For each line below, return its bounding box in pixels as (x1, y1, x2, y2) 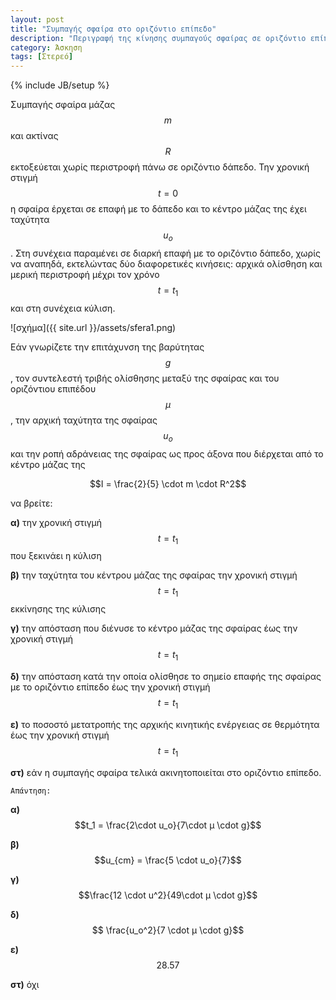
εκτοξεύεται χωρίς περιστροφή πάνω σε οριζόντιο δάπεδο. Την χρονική (10, 161, 310, 173)
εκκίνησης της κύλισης (10, 603, 107, 615)
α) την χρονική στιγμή (10, 516, 103, 528)
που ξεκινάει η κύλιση (10, 550, 102, 562)
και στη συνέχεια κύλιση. (10, 302, 116, 314)
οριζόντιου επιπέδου (10, 382, 97, 395)
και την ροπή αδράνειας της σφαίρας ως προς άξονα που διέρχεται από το (10, 447, 324, 460)
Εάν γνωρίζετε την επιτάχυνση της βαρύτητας (10, 341, 205, 353)
